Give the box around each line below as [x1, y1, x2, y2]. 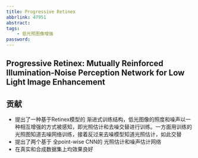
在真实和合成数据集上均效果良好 [14, 145, 93, 153]
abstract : [6, 20, 31, 26]
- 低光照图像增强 [17, 31, 54, 37]
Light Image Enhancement [6, 77, 106, 87]
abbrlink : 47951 [6, 14, 46, 20]
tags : [6, 25, 20, 32]
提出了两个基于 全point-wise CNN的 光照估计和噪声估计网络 [14, 138, 162, 145]
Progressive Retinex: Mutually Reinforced [6, 58, 164, 69]
